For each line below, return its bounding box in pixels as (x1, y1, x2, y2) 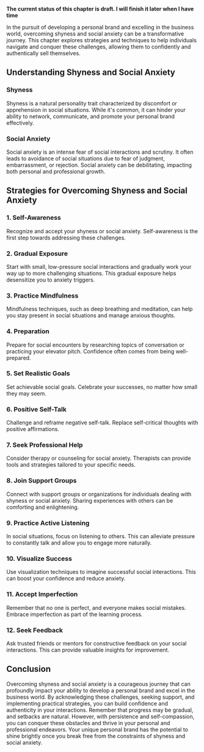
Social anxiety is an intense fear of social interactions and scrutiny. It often (6, 148, 194, 156)
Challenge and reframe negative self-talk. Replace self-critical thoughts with (6, 419, 199, 426)
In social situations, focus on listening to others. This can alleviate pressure (6, 533, 195, 540)
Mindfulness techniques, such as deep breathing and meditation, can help (6, 306, 193, 313)
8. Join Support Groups (6, 476, 77, 485)
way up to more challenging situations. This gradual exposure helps (6, 269, 177, 277)
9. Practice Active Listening (6, 519, 90, 527)
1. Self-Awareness (6, 214, 61, 222)
